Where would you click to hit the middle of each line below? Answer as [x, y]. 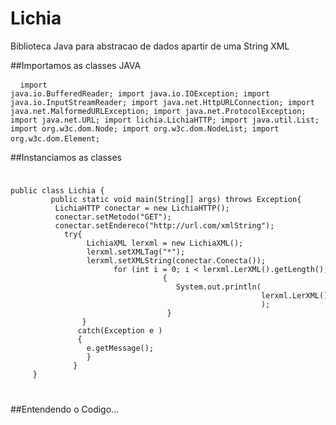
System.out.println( [218, 287]
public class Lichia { [57, 190]
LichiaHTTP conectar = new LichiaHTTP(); [142, 208]
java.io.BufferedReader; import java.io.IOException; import [140, 93]
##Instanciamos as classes [66, 157]
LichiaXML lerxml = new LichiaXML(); [165, 243]
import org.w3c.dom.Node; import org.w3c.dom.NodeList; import [145, 128]
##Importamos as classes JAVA [76, 65]
